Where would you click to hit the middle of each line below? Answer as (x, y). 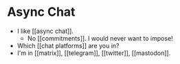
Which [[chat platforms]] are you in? (68, 45)
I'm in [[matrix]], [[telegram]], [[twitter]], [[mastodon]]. (94, 53)
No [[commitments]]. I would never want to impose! (100, 38)
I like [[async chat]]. (45, 31)
